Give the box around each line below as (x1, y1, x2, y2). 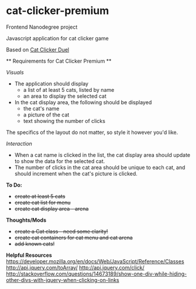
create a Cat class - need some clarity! (14, 228, 108, 235)
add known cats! (14, 240, 55, 247)
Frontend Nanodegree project (6, 23, 78, 30)
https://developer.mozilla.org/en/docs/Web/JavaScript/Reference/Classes (6, 257, 184, 264)
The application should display (14, 80, 89, 87)
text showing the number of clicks (23, 117, 105, 124)
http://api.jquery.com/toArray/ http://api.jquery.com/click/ (6, 264, 145, 271)
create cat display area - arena (14, 205, 89, 212)
